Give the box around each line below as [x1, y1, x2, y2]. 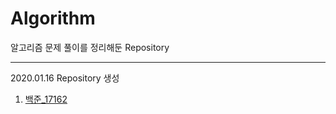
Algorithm [10, 7, 96, 30]
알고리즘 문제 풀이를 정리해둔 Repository [10, 41, 170, 53]
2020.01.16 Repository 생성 [10, 72, 120, 84]
